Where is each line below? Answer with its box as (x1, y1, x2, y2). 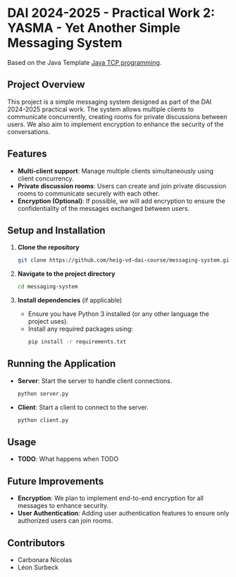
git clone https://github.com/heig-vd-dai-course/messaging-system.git (17, 257, 232, 264)
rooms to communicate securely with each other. (17, 189, 160, 198)
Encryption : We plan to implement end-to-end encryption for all (17, 494, 204, 502)
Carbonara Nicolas (17, 556, 73, 564)
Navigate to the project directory (17, 269, 116, 278)
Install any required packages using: (27, 324, 134, 333)
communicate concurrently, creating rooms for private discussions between (7, 112, 228, 121)
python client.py (17, 416, 69, 424)
